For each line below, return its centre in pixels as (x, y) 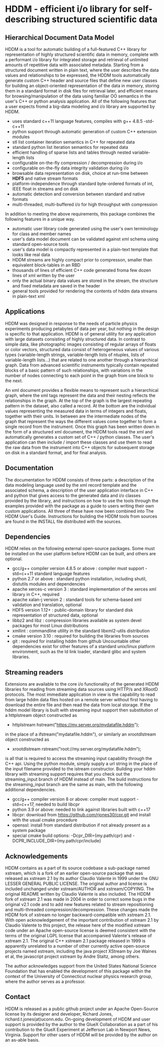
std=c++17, (23, 805)
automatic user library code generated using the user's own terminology (85, 228)
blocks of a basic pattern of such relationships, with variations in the (74, 370)
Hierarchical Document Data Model (60, 37)
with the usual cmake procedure (45, 820)
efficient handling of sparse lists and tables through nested (71, 152)
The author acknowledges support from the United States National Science (81, 966)
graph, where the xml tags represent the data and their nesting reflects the (80, 395)
